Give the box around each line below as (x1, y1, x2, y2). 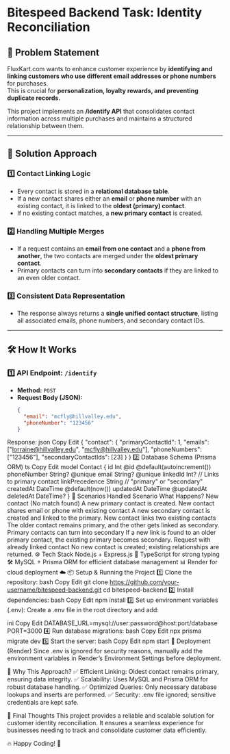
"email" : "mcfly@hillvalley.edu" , (23, 413, 122, 420)
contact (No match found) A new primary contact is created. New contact (7, 499, 215, 507)
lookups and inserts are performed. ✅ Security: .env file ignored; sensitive (7, 690, 216, 699)
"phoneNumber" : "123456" (23, 419, 94, 426)
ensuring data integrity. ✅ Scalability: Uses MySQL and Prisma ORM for (7, 675, 209, 683)
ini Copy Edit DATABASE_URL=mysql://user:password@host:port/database (7, 619, 218, 627)
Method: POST (16, 386, 56, 394)
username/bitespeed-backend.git (7, 586, 102, 594)
